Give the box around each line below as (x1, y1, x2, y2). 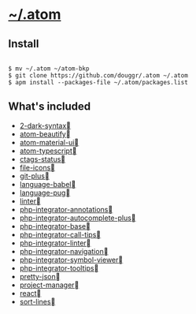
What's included (8, 100, 91, 114)
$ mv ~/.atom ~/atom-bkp (8, 65, 90, 73)
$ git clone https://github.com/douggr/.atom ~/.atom (8, 72, 189, 80)
